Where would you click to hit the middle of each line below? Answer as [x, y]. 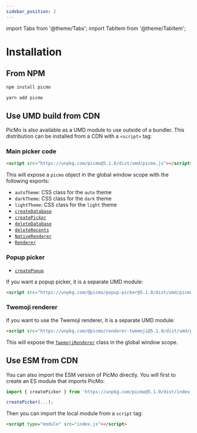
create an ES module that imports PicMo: [55, 381]
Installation [34, 52]
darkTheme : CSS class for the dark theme [63, 199]
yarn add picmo [25, 97]
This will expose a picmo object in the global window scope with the [87, 175]
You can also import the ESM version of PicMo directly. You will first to [91, 375]
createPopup [29, 270]
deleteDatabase [33, 224]
